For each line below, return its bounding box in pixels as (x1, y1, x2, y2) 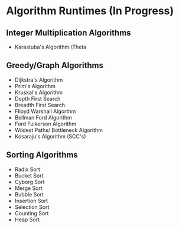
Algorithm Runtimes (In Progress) (6, 4, 174, 18)
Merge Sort (14, 185, 43, 192)
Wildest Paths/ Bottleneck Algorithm (14, 126, 103, 134)
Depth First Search (14, 95, 61, 102)
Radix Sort (14, 166, 40, 173)
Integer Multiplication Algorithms (6, 28, 131, 38)
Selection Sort (14, 203, 50, 211)
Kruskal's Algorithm (14, 89, 63, 96)
